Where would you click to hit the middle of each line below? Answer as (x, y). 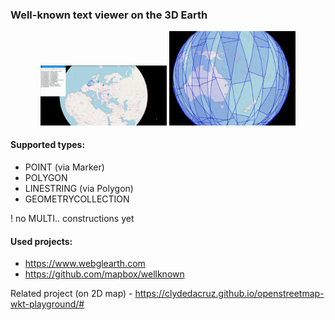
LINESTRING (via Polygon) (79, 189)
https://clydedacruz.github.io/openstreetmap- (229, 294)
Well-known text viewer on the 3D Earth (109, 15)
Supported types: (48, 145)
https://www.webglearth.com (85, 264)
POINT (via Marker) (64, 167)
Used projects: (41, 241)
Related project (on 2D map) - (71, 294)
